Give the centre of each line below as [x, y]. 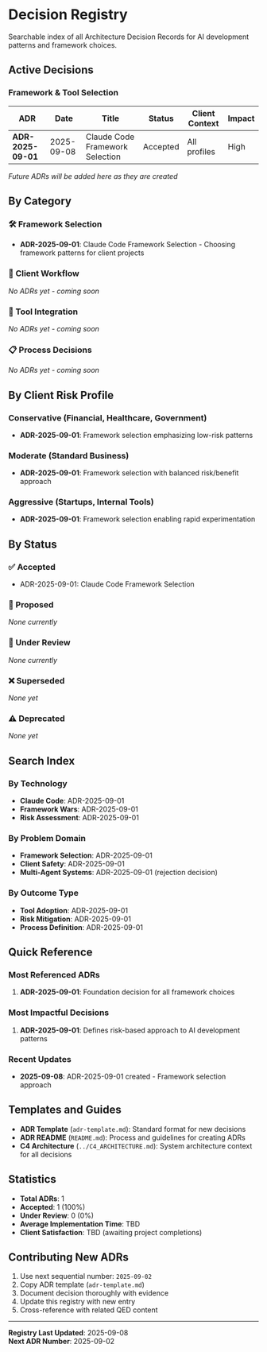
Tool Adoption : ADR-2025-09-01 [74, 910]
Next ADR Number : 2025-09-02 [62, 1342]
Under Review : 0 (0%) [56, 1215]
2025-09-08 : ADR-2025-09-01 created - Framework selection [123, 1076]
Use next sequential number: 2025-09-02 [86, 1276]
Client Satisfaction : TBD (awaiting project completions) [111, 1232]
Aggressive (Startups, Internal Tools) [81, 502]
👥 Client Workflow [44, 273]
